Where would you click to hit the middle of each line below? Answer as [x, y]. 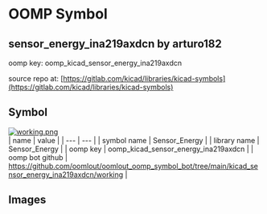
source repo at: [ [36, 78]
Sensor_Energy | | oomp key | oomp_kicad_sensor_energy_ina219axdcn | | [131, 149]
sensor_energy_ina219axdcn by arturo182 [115, 44]
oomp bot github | [38, 157]
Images [27, 200]
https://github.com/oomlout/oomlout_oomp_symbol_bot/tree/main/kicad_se [133, 166]
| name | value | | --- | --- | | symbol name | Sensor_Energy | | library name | [134, 140]
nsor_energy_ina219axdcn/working [66, 175]
